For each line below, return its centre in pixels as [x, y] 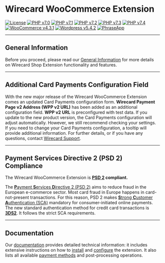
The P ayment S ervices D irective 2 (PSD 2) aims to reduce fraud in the [76, 187]
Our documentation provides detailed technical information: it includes [76, 245]
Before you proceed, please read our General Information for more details [80, 59]
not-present [17, 197]
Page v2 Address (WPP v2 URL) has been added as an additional [71, 107]
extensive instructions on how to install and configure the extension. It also [81, 250]
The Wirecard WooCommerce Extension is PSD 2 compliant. [67, 178]
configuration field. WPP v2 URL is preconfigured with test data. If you [76, 112]
